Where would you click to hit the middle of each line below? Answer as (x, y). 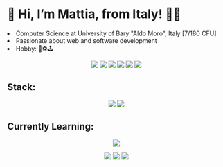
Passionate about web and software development (87, 40)
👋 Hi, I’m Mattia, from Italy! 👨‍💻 (94, 14)
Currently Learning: (51, 126)
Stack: (21, 87)
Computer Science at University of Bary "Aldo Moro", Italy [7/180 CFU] (116, 33)
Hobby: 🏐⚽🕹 (35, 49)
